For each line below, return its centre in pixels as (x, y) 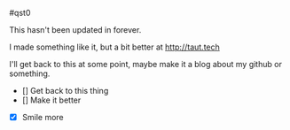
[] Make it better (51, 100)
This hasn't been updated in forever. (75, 30)
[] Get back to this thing (65, 91)
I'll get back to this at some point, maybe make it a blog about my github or (145, 64)
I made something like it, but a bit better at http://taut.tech (114, 47)
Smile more (43, 117)
